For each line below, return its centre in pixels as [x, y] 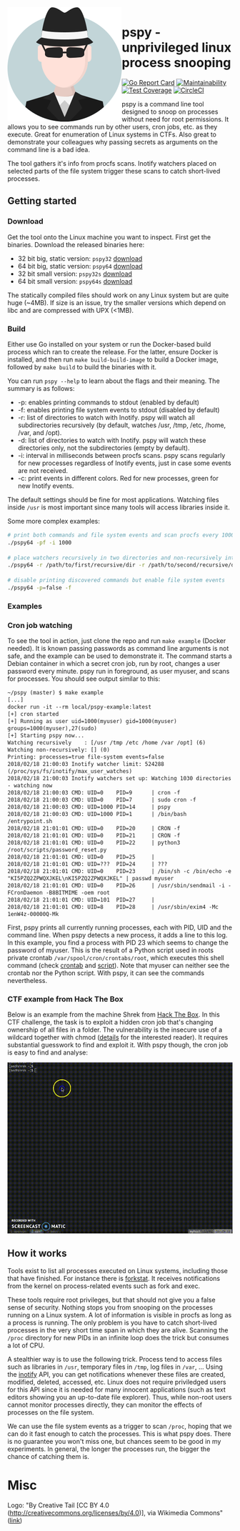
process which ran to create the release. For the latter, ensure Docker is [113, 351]
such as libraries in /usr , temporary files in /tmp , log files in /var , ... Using [115, 1367]
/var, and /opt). [40, 432]
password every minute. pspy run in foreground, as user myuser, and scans [119, 672]
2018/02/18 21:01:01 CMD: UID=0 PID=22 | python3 [94, 843]
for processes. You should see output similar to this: [84, 679]
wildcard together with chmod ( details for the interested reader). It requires [118, 1037]
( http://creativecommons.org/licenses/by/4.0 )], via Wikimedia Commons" [115, 1512]
